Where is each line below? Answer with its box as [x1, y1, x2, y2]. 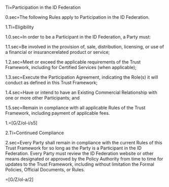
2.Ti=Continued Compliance [5, 130, 64, 136]
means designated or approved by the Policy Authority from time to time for [5, 156, 163, 162]
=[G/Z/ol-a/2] [5, 176, 34, 182]
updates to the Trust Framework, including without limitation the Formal [5, 161, 155, 167]
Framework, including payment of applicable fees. [5, 110, 110, 116]
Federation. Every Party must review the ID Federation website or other [5, 150, 154, 157]
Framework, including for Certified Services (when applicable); [5, 65, 137, 70]
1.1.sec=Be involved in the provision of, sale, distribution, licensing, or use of [5, 44, 164, 50]
